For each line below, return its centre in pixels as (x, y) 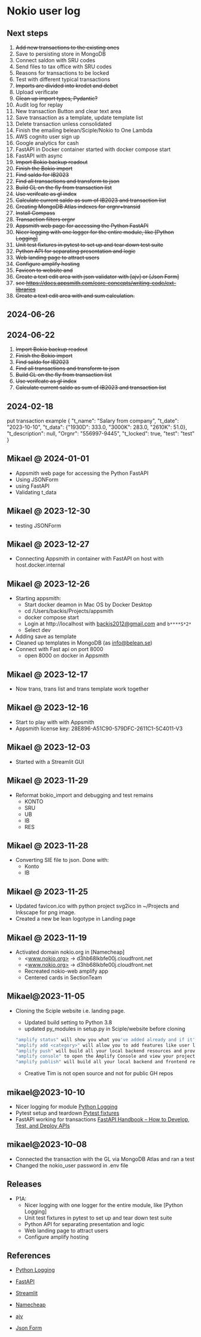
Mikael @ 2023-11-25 (48, 892)
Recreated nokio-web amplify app (66, 971)
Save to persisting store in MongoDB (61, 54)
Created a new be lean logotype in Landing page (76, 919)
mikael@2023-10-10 (46, 1092)
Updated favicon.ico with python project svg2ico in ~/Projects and (97, 906)
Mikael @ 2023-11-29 (48, 781)
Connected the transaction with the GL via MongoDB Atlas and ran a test (105, 1159)
